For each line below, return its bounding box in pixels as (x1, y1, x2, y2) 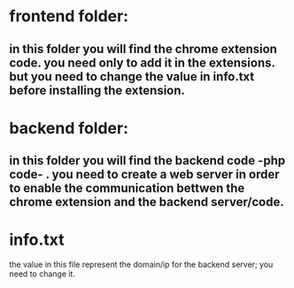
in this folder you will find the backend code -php (9, 153, 286, 169)
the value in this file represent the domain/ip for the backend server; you (9, 259, 274, 270)
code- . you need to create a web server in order (9, 167, 281, 182)
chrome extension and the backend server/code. (9, 194, 285, 209)
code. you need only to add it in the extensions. (9, 55, 275, 70)
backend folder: (9, 117, 129, 138)
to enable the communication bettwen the (9, 181, 245, 196)
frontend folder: (9, 6, 129, 27)
